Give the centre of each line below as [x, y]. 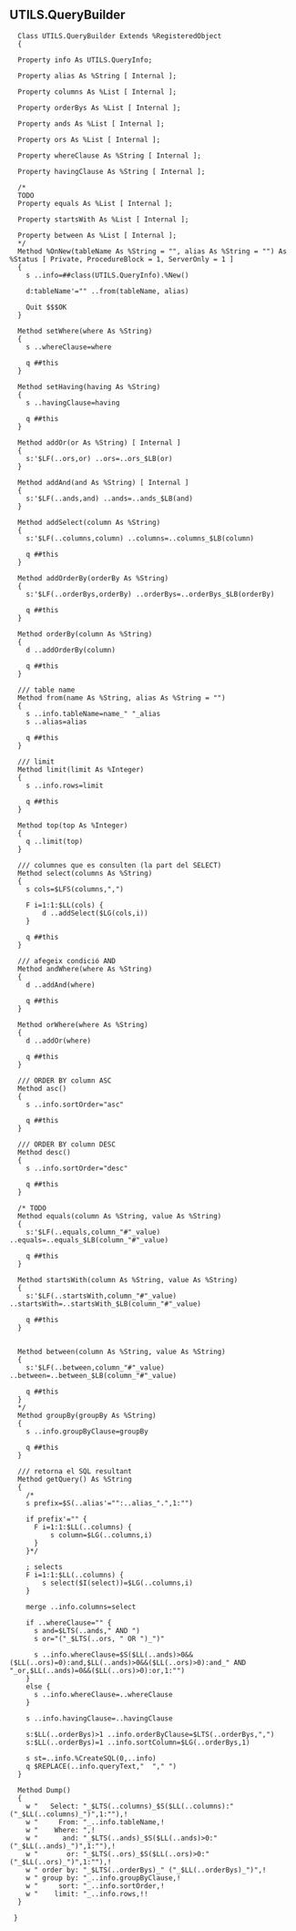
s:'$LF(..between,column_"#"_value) [96, 1367]
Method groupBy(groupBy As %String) [87, 1415]
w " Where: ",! [61, 1830]
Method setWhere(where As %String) [85, 331]
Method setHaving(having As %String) [89, 386]
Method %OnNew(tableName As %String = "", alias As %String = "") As [152, 251]
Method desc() [44, 1152]
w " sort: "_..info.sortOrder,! [96, 1885]
